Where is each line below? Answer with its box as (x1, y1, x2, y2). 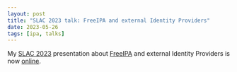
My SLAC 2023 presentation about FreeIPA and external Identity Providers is (7, 49, 230, 58)
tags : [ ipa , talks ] (7, 30, 65, 37)
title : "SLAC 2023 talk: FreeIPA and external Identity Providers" (7, 17, 211, 24)
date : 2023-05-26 (7, 23, 59, 30)
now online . (7, 57, 41, 66)
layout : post (7, 10, 46, 18)
